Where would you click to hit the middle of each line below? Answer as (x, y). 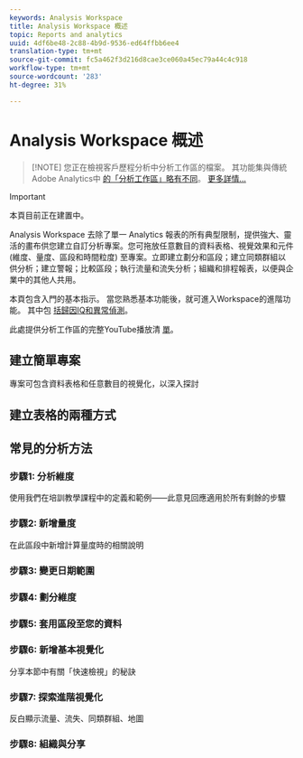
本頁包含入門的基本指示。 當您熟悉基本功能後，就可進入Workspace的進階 (146, 298)
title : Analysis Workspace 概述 (69, 26)
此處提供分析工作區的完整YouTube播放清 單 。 (94, 329)
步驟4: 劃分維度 (43, 597)
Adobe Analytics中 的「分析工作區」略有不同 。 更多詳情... (138, 178)
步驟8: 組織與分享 (47, 744)
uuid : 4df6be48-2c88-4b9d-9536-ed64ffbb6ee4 (94, 43)
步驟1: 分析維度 (42, 477)
